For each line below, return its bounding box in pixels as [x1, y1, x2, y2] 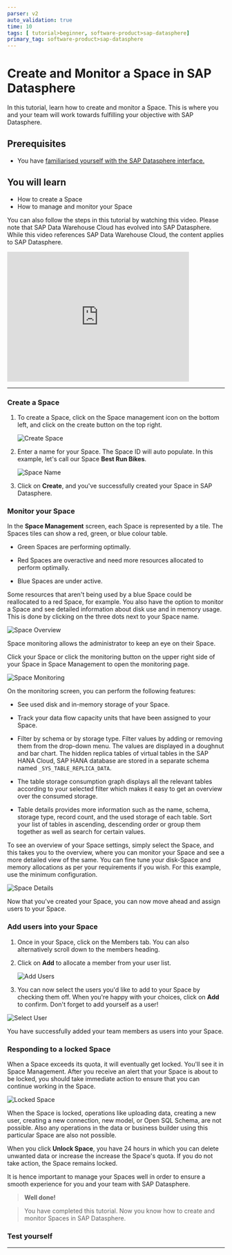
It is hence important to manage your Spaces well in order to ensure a [7, 1172, 206, 1181]
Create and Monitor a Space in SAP [7, 66, 212, 82]
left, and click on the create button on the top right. [17, 420, 162, 429]
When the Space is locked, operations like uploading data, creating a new [7, 1109, 216, 1117]
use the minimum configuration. [7, 871, 98, 879]
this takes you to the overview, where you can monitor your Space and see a [7, 848, 224, 857]
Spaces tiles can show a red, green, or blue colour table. [7, 529, 168, 537]
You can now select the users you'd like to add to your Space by [17, 985, 200, 994]
